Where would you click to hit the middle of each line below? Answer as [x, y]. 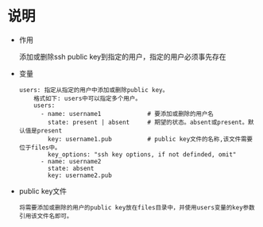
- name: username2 [71, 161]
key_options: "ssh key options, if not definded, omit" [142, 154]
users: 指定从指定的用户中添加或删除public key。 [93, 90]
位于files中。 [40, 148]
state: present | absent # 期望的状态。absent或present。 [148, 122]
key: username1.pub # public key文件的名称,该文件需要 [151, 139]
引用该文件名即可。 [46, 216]
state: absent [71, 168]
